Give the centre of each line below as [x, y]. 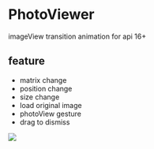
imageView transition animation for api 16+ [77, 36]
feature [27, 61]
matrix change [43, 80]
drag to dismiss [45, 122]
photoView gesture [50, 114]
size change [39, 97]
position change [46, 88]
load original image [51, 105]
